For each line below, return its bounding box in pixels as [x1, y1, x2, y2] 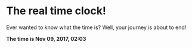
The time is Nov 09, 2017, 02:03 [6, 35, 86, 42]
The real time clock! [6, 4, 106, 18]
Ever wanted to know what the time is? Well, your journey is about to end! [6, 24, 187, 31]
